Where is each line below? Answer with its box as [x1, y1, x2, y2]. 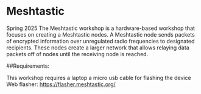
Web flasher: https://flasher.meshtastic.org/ [6, 81, 116, 88]
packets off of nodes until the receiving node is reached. [6, 50, 149, 57]
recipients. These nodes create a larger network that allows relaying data [6, 44, 190, 51]
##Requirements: [6, 62, 50, 70]
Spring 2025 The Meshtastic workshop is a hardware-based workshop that [6, 24, 195, 32]
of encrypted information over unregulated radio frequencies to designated [6, 37, 195, 45]
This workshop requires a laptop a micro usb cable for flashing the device [6, 74, 191, 81]
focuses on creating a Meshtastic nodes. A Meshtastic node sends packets [6, 31, 195, 38]
